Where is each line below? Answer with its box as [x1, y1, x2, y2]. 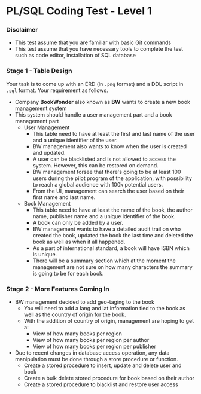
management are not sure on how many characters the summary [32, 263, 193, 270]
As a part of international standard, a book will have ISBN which [32, 244, 190, 252]
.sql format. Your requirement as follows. [6, 87, 109, 94]
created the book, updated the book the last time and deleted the [32, 231, 193, 239]
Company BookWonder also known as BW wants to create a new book [14, 98, 190, 105]
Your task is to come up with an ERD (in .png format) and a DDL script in [6, 80, 184, 87]
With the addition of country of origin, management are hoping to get [23, 317, 194, 325]
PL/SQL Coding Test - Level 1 [6, 4, 153, 18]
